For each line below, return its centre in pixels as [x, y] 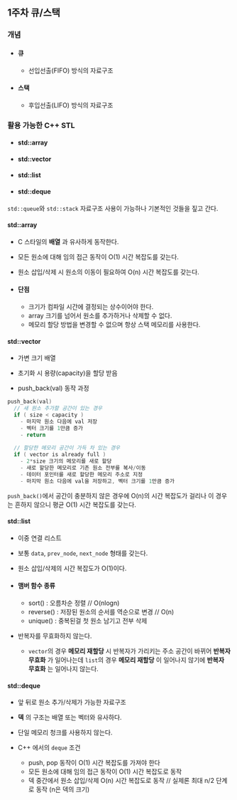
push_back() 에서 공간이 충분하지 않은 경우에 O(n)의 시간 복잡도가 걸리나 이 [111, 495]
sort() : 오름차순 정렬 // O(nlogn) [74, 603]
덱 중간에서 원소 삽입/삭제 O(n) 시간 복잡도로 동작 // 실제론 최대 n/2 [121, 781]
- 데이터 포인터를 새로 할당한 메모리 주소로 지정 [82, 474]
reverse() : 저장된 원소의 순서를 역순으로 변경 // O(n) [101, 612]
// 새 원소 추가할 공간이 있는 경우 [58, 409]
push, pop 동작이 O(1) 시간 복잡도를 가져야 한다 [94, 763]
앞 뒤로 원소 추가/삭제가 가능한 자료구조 [72, 702]
